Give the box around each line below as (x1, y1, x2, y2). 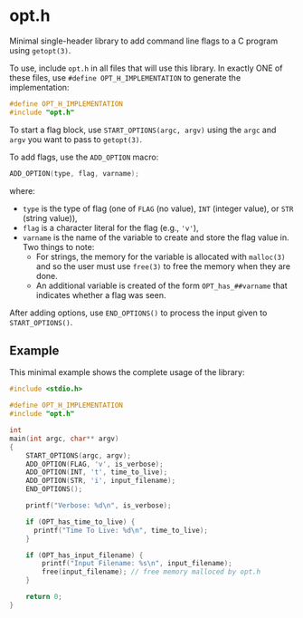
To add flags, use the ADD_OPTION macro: (9, 151, 159, 162)
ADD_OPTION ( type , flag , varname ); (9, 169, 140, 178)
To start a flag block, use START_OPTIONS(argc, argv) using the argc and (9, 124, 277, 135)
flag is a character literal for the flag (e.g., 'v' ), (22, 222, 199, 233)
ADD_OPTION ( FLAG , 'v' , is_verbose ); (25, 459, 165, 468)
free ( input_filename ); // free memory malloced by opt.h (42, 567, 260, 576)
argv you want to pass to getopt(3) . (9, 133, 143, 145)
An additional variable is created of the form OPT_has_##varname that (35, 280, 288, 291)
